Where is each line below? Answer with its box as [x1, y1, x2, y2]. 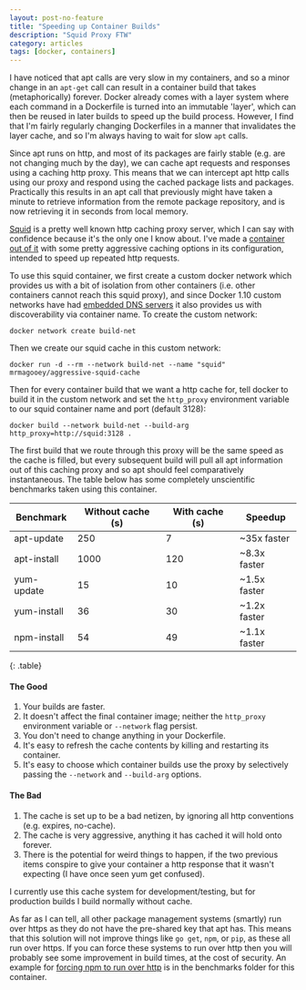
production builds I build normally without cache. [9, 895, 193, 906]
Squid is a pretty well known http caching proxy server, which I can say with [9, 224, 294, 235]
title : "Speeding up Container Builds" [9, 22, 161, 31]
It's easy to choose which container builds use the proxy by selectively [22, 760, 289, 771]
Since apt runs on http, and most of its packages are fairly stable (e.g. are [9, 148, 286, 159]
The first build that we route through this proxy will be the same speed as [9, 445, 284, 456]
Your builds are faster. [22, 701, 106, 712]
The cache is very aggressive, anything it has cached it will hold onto [22, 830, 282, 841]
